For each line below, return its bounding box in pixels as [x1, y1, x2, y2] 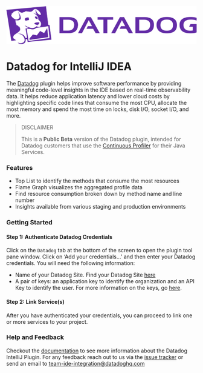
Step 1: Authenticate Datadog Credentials [6, 233, 113, 240]
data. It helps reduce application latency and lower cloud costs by [6, 92, 170, 99]
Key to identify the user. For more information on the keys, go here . [14, 284, 182, 292]
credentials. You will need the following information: [6, 260, 135, 267]
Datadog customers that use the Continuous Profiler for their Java [21, 142, 185, 149]
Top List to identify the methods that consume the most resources [14, 177, 179, 184]
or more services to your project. [6, 318, 88, 325]
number [14, 197, 35, 204]
